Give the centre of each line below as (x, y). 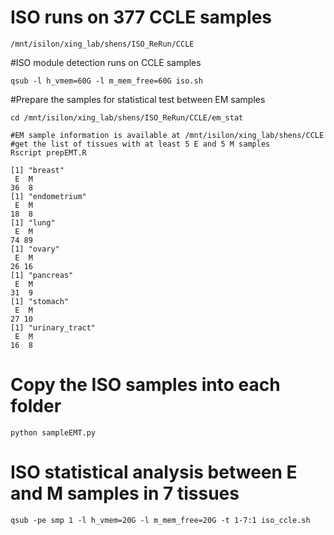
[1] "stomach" (40, 301)
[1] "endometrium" (48, 196)
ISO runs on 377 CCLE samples (141, 17)
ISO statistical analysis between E (154, 472)
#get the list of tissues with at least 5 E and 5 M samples (140, 144)
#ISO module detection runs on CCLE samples (106, 62)
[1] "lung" (33, 222)
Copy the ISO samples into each (145, 385)
